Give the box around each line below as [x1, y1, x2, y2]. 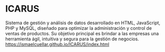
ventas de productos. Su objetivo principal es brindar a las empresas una [5, 30, 159, 36]
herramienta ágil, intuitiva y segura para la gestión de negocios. [5, 36, 139, 42]
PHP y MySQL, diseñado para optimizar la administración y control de [5, 25, 152, 31]
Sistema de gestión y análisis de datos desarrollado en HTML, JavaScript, [5, 20, 160, 26]
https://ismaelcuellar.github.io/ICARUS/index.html [5, 41, 110, 47]
